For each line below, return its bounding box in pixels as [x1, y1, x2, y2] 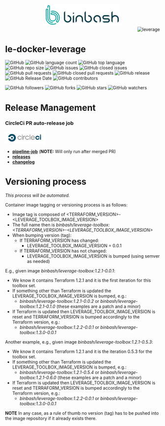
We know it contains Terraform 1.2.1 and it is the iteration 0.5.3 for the [12, 348, 152, 354]
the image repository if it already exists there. [5, 416, 97, 422]
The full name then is [12, 222, 55, 228]
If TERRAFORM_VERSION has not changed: [19, 248, 107, 254]
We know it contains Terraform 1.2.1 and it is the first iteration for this [12, 277, 151, 283]
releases [12, 154, 30, 160]
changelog [12, 159, 35, 165]
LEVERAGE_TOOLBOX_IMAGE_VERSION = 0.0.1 [27, 243, 122, 249]
